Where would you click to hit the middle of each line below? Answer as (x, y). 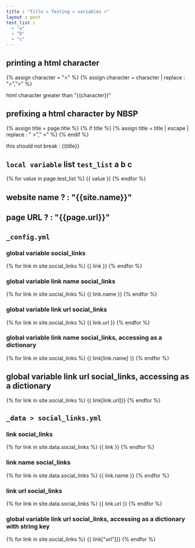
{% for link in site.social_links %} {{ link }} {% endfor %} (74, 266)
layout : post (24, 17)
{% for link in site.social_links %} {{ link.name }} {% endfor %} (82, 294)
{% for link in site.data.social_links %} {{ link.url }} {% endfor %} (84, 504)
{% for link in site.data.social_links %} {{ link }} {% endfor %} (80, 447)
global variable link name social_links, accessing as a (84, 338)
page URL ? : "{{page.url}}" (58, 218)
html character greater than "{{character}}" (58, 95)
